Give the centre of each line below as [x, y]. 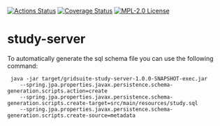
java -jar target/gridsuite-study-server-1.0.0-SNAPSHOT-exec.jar [109, 78]
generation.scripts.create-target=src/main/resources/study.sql [103, 103]
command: [23, 66]
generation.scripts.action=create [58, 91]
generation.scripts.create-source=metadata [72, 115]
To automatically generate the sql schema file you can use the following [110, 58]
